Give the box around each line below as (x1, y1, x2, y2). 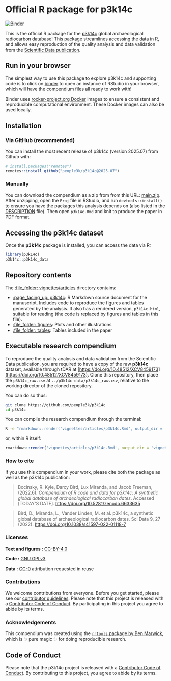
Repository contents (5, 271, 72, 279)
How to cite (5, 457, 34, 464)
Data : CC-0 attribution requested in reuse (5, 566, 94, 572)
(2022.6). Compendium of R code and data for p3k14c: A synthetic (17, 489, 159, 496)
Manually (5, 180, 29, 187)
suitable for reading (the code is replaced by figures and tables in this (12, 311, 159, 317)
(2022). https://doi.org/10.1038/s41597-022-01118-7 (17, 521, 126, 527)
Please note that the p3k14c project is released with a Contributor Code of (5, 665, 161, 671)
